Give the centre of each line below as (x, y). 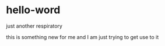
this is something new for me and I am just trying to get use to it (82, 37)
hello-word (33, 10)
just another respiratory (34, 26)
